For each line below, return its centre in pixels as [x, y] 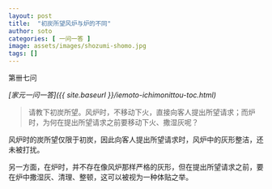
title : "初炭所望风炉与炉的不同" [60, 24]
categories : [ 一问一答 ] [50, 39]
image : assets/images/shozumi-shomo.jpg [78, 46]
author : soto [30, 31]
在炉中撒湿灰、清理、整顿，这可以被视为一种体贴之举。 [100, 177]
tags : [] [23, 54]
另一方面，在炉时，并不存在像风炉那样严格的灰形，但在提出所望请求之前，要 [136, 167]
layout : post [30, 16]
